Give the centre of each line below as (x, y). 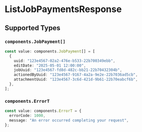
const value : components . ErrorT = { (43, 111)
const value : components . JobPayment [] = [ (50, 51)
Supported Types (33, 28)
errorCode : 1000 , (27, 115)
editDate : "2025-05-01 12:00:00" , (50, 65)
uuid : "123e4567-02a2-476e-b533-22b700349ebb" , (64, 61)
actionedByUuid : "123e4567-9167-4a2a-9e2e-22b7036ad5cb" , (76, 75)
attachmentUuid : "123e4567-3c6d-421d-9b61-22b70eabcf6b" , (76, 80)
